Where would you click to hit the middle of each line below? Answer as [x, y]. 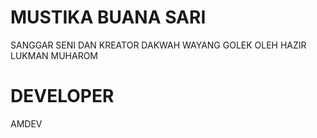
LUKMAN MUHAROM [54, 55]
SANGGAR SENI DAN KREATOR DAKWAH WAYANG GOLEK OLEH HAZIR [158, 45]
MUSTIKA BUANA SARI [108, 17]
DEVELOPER [62, 96]
